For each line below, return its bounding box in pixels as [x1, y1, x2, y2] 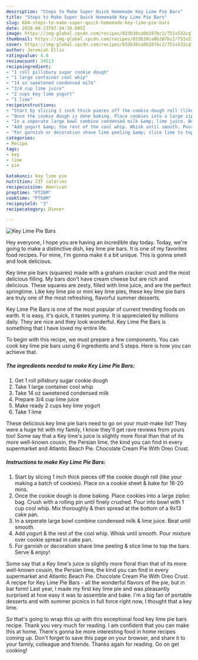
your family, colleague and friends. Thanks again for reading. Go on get [6, 641, 180, 648]
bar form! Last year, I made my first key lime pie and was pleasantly [6, 586, 170, 593]
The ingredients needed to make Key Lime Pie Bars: [6, 362, 135, 369]
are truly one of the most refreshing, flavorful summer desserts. [6, 294, 161, 301]
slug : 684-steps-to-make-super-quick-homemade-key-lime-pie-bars [6, 19, 170, 25]
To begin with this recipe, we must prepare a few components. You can [6, 336, 179, 343]
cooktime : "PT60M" [6, 195, 51, 201]
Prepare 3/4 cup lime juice [14, 396, 80, 403]
